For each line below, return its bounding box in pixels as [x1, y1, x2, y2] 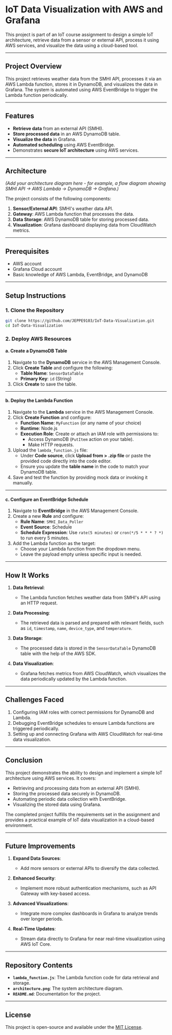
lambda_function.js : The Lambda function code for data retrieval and [12, 975, 159, 981]
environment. [5, 822, 33, 828]
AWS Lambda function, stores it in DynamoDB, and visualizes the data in [5, 81, 158, 87]
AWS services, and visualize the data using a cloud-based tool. [5, 42, 139, 48]
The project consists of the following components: [5, 196, 112, 202]
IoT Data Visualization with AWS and [5, 4, 163, 15]
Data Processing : [12, 610, 50, 616]
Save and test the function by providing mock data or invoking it [12, 474, 148, 480]
